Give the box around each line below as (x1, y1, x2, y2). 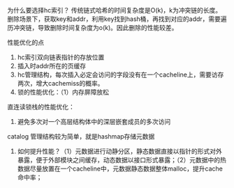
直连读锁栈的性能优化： (7, 103, 75, 111)
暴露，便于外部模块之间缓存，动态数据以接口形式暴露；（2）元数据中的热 (17, 156, 227, 164)
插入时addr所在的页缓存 (17, 62, 87, 70)
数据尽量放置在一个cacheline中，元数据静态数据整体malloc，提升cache (17, 164, 224, 173)
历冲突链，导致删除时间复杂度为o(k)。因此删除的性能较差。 (7, 24, 178, 31)
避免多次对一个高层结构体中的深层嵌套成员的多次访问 (17, 118, 171, 125)
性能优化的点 (7, 38, 44, 47)
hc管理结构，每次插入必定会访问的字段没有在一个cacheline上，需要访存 (17, 70, 224, 79)
